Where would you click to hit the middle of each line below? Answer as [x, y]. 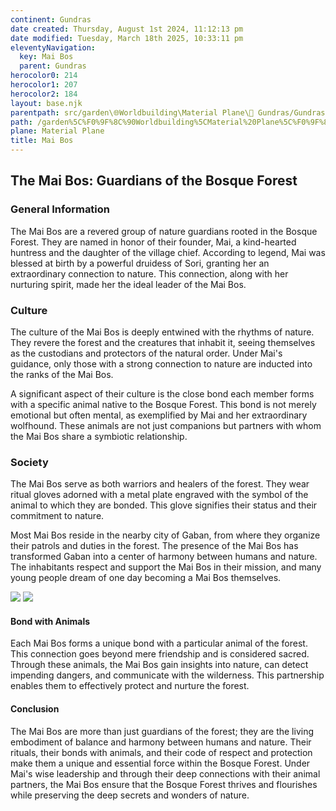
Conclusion [35, 709]
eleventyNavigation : [53, 47]
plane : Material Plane [57, 131]
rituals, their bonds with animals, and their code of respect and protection [161, 752]
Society [29, 462]
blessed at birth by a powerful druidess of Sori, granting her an [140, 263]
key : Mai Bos [46, 57]
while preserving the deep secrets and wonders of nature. [130, 795]
